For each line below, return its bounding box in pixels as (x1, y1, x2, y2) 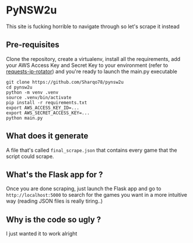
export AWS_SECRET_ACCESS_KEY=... (6, 109, 90, 116)
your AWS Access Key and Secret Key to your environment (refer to (6, 61, 169, 69)
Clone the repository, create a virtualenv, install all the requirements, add (6, 55, 181, 62)
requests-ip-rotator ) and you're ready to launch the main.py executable (6, 68, 178, 75)
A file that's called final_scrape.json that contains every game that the (6, 146, 177, 153)
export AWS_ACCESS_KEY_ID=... (6, 105, 80, 111)
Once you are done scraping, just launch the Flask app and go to (6, 185, 162, 192)
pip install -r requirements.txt (6, 100, 87, 105)
